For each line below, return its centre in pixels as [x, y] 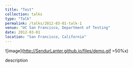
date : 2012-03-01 [23, 32]
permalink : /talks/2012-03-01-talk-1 [44, 23]
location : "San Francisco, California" [46, 37]
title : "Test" [20, 10]
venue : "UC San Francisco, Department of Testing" [58, 28]
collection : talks [24, 14]
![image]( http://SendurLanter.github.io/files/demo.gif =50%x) [67, 51]
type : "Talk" [18, 19]
